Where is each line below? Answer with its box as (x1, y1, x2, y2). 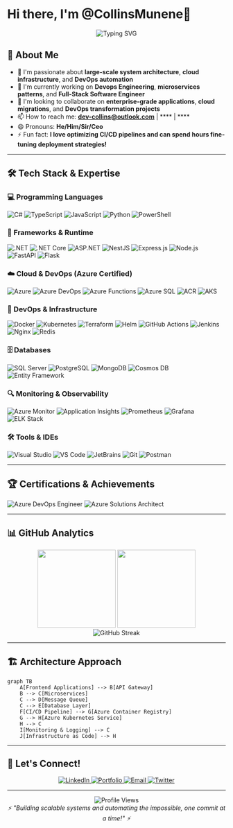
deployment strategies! (37, 140, 107, 148)
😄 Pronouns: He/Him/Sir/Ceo (17, 122, 103, 130)
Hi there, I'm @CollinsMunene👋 (7, 6, 191, 22)
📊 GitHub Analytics (7, 527, 94, 540)
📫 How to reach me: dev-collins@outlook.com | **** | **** (17, 112, 190, 121)
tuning (17, 140, 37, 148)
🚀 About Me (7, 49, 59, 61)
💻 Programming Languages (7, 192, 103, 202)
